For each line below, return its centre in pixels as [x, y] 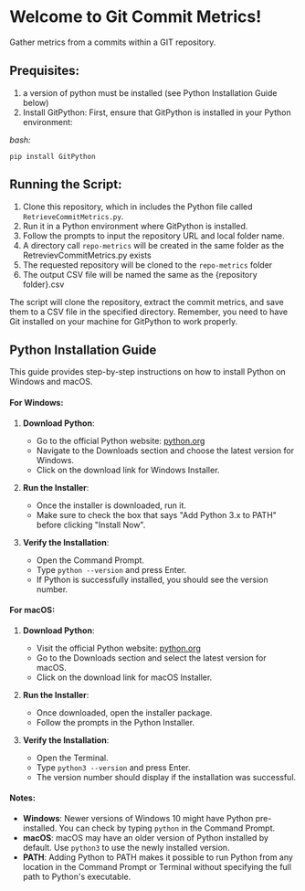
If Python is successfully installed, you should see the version [152, 579]
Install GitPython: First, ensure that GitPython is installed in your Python [157, 112]
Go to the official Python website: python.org [121, 440]
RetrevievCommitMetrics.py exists [87, 255]
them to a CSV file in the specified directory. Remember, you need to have [149, 312]
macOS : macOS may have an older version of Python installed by [146, 837]
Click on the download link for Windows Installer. [128, 470]
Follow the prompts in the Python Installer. [115, 722]
